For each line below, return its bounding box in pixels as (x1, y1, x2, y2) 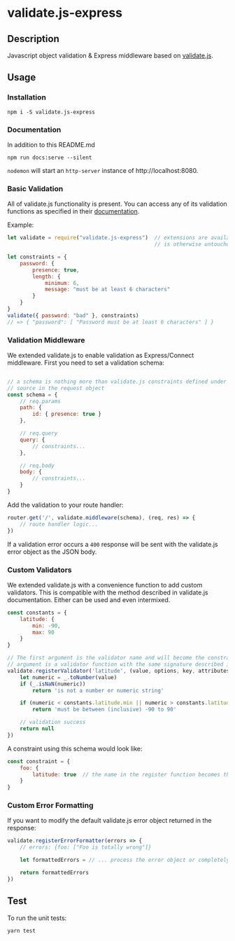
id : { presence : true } (32, 411, 101, 418)
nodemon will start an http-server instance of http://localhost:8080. (7, 166, 199, 174)
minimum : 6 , (44, 279, 80, 286)
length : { (32, 273, 61, 280)
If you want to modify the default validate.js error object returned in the (7, 816, 212, 825)
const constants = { (7, 609, 68, 616)
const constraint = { (7, 758, 71, 765)
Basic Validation (7, 183, 64, 193)
